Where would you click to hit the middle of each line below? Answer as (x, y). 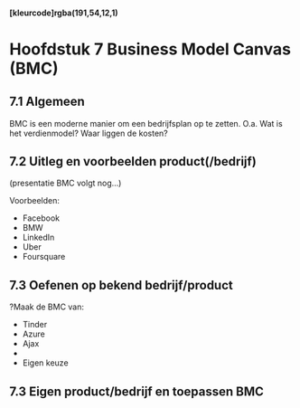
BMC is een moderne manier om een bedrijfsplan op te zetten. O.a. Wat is (146, 123)
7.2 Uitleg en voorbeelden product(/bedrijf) (133, 161)
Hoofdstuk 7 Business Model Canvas (150, 49)
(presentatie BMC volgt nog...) (66, 183)
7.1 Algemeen (47, 102)
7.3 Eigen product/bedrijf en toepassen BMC (137, 391)
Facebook (41, 218)
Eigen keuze (46, 363)
